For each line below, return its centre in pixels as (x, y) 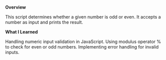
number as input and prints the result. (44, 22)
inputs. (12, 52)
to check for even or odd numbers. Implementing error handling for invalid (82, 47)
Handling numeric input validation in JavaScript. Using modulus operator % (83, 41)
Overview (16, 7)
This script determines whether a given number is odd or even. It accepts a (83, 17)
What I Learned (22, 32)
